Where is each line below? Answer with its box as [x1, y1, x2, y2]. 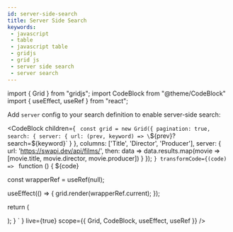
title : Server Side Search [7, 17, 87, 24]
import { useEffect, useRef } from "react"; [7, 96, 129, 105]
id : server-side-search [7, 10, 78, 18]
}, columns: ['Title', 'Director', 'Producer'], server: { [73, 139, 222, 147]
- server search [10, 69, 59, 76]
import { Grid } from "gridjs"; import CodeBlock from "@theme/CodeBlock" [7, 89, 227, 98]
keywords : [7, 23, 37, 30]
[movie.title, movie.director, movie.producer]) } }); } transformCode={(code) [7, 153, 227, 163]
